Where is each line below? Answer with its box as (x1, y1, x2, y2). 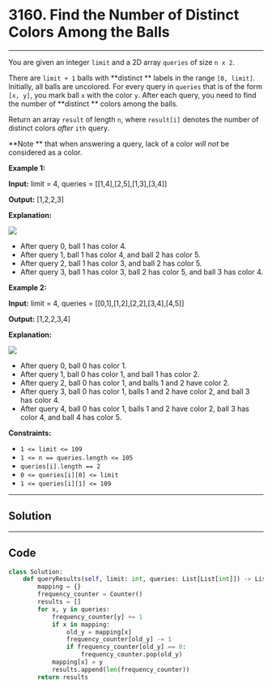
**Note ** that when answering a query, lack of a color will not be (8, 139, 229, 148)
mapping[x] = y (51, 658, 104, 666)
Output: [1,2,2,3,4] (8, 314, 71, 323)
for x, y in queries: (37, 605, 111, 613)
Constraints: (8, 428, 52, 438)
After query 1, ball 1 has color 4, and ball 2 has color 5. (19, 250, 201, 259)
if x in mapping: (51, 620, 111, 629)
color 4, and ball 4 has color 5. (19, 412, 122, 422)
